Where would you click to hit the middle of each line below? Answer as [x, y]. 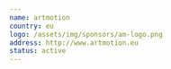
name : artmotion [40, 17]
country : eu [31, 26]
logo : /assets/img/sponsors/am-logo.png [86, 34]
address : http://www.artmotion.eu [74, 43]
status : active [38, 51]
